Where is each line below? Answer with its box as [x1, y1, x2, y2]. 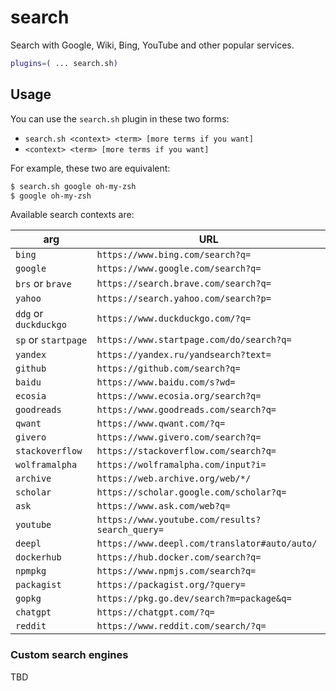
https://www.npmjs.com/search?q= [96, 566, 257, 577]
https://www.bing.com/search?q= [96, 249, 252, 261]
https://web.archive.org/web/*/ [96, 473, 252, 485]
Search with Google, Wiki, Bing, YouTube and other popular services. [10, 39, 295, 51]
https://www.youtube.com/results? [96, 514, 262, 526]
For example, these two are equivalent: [10, 162, 171, 174]
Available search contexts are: [10, 209, 135, 221]
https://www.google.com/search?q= [96, 263, 262, 275]
